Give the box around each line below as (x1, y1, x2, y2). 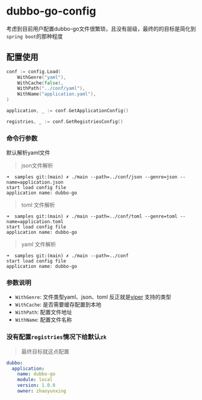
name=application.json (6, 179, 64, 185)
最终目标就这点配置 (21, 347, 70, 355)
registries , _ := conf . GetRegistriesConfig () (6, 118, 123, 125)
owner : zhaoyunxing (17, 388, 67, 395)
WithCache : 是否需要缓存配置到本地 (15, 301, 102, 308)
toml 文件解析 (21, 201, 56, 208)
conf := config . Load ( (6, 68, 61, 75)
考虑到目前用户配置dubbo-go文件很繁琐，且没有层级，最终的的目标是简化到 (6, 25, 196, 32)
